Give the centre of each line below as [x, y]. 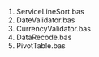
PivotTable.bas [41, 46]
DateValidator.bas [45, 20]
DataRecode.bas [44, 37]
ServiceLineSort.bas [50, 12]
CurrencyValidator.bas [54, 28]
